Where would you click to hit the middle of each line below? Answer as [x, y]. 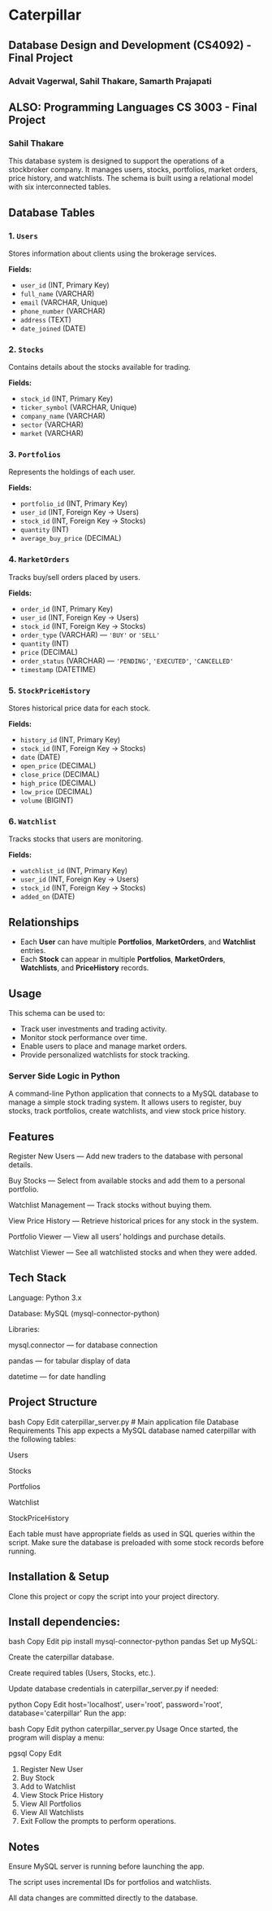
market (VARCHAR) [52, 433]
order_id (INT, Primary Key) [67, 608]
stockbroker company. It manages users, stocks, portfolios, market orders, [133, 169]
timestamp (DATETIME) [58, 669]
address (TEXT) [45, 319]
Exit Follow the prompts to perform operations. [98, 1821]
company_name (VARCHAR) [63, 416]
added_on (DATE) [47, 897]
